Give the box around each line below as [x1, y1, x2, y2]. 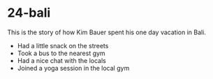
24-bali [7, 5, 51, 21]
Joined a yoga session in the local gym [17, 64, 130, 72]
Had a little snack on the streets [17, 41, 109, 50]
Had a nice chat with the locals [17, 56, 106, 64]
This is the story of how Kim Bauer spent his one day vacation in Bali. [7, 28, 206, 36]
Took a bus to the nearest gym [17, 49, 106, 57]
